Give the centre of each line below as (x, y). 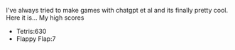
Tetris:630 (31, 31)
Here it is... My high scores (45, 18)
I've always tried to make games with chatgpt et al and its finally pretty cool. (117, 10)
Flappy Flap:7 (36, 39)
